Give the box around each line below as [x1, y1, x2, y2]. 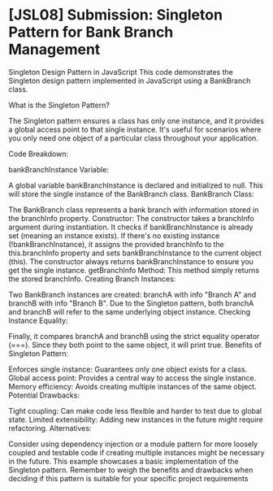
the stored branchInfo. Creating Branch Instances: [8, 274, 176, 284]
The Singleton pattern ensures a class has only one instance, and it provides [8, 115, 264, 125]
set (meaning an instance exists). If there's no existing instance [8, 230, 220, 241]
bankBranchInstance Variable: [8, 164, 110, 174]
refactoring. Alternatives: [8, 423, 92, 432]
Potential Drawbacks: [8, 390, 80, 400]
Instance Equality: [8, 315, 68, 325]
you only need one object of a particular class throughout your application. [8, 133, 258, 143]
